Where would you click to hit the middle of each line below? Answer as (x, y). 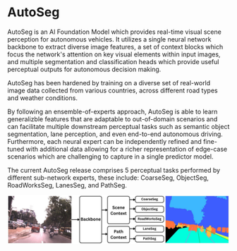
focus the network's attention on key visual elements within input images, (114, 54)
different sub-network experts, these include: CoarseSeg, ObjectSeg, (108, 178)
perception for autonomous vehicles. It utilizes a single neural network (109, 39)
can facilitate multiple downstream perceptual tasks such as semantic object (119, 126)
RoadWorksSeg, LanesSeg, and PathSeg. (67, 185)
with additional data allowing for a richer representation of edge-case (127, 149)
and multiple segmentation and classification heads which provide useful (113, 61)
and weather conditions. (42, 98)
